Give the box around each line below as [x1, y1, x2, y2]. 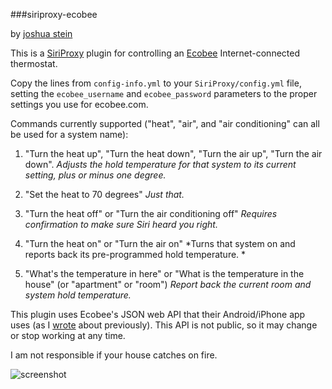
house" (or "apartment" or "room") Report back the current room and [24, 279, 312, 290]
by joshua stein [10, 28, 73, 39]
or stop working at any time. [10, 330, 126, 341]
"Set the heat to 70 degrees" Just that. [24, 189, 185, 200]
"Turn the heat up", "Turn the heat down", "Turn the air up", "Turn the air [24, 148, 323, 159]
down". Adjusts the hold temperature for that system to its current [24, 159, 297, 170]
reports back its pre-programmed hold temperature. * [24, 249, 247, 260]
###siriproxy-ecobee [10, 9, 98, 20]
